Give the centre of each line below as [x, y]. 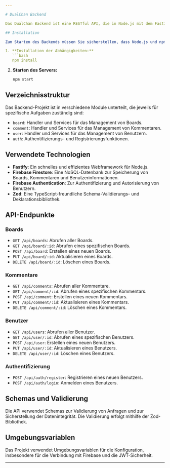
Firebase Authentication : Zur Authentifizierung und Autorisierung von [86, 183]
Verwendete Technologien [48, 155]
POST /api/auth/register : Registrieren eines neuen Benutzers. [78, 377]
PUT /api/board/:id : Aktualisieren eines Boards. [62, 257]
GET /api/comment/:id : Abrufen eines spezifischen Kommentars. [79, 291]
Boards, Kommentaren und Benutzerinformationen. [66, 177]
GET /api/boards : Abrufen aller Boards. [53, 241]
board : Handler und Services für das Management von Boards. [77, 123]
